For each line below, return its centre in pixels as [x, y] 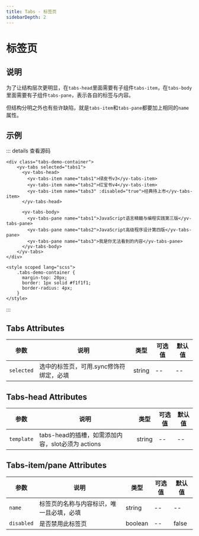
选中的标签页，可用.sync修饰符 [82, 367]
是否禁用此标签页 [63, 524]
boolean [137, 523]
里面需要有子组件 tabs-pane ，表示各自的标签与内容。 [70, 95]
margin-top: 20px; [44, 278]
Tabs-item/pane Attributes [57, 466]
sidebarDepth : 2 [26, 17]
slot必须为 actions [76, 444]
